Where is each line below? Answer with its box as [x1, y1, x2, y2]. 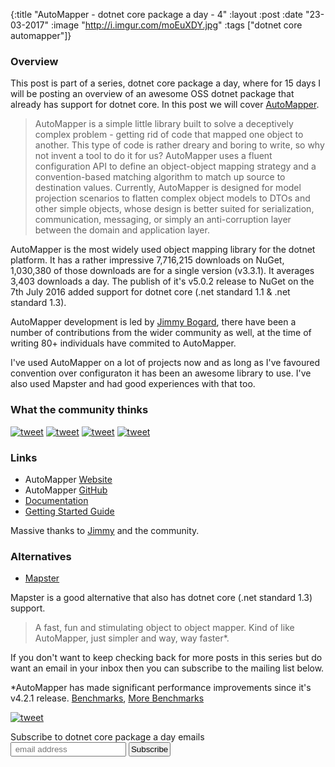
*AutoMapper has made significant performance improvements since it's [10, 682, 312, 694]
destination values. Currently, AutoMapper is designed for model [34, 182, 302, 194]
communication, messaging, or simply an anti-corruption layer [34, 214, 292, 226]
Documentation [24, 494, 89, 506]
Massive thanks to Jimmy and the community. [10, 524, 200, 536]
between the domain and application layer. [34, 224, 210, 236]
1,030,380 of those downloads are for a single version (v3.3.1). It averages [10, 265, 315, 277]
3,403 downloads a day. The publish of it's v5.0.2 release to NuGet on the [10, 275, 315, 288]
